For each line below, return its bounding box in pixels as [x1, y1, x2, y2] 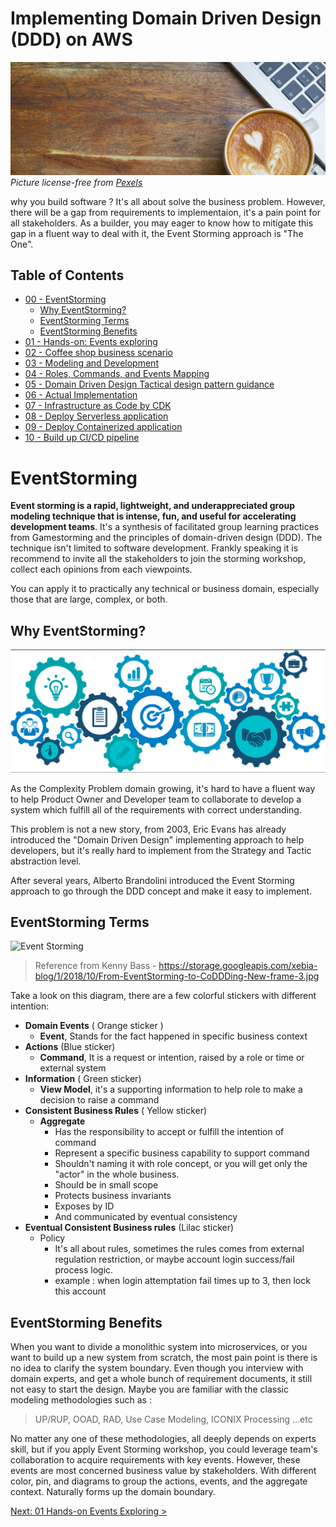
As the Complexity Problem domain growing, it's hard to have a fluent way [10, 782, 316, 794]
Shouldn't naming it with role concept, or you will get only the [54, 1158, 308, 1170]
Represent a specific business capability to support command [54, 1147, 310, 1159]
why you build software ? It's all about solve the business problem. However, [10, 195, 326, 207]
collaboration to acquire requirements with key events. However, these [10, 1454, 301, 1466]
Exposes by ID [54, 1200, 115, 1212]
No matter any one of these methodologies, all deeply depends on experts [10, 1433, 317, 1445]
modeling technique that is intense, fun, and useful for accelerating [10, 510, 297, 522]
